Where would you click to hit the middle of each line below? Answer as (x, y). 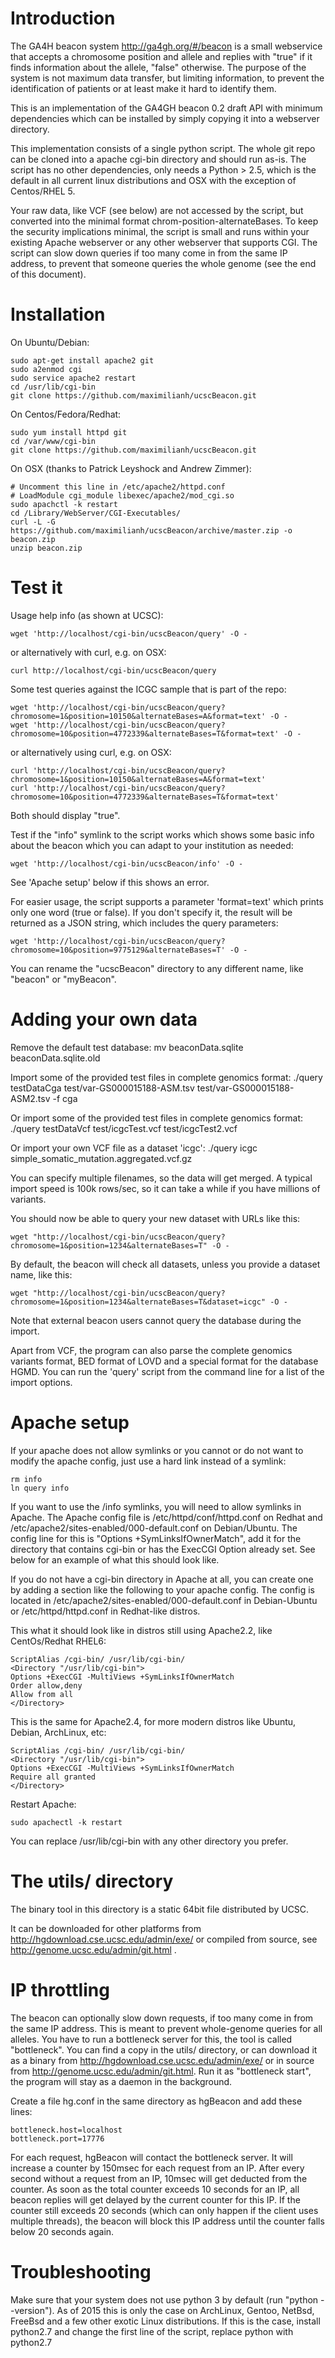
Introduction (63, 18)
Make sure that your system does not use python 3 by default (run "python (164, 2299)
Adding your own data (104, 1019)
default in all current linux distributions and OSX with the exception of (153, 180)
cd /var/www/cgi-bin (53, 441)
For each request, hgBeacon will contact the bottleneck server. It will (151, 2157)
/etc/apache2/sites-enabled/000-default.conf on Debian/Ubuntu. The (154, 1528)
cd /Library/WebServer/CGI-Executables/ (96, 513)
